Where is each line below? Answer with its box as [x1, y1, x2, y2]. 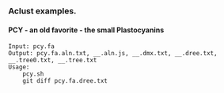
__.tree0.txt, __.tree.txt [8, 57, 97, 65]
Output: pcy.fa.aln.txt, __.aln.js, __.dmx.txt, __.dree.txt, [8, 50, 218, 58]
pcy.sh [22, 70, 44, 78]
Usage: [8, 63, 30, 72]
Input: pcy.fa [8, 43, 55, 50]
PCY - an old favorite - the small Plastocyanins [8, 25, 165, 35]
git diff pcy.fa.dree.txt [22, 77, 108, 85]
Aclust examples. [8, 6, 77, 17]
